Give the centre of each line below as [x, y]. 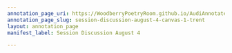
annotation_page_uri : [38, 13]
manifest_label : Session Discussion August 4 [74, 33]
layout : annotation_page [43, 26]
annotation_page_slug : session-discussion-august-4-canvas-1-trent [106, 20]
